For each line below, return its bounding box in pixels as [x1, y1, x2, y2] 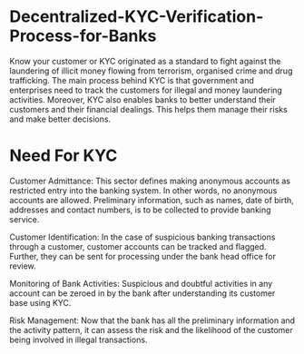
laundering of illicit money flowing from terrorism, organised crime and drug [9, 65, 293, 76]
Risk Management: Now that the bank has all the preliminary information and [9, 315, 296, 326]
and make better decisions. [9, 113, 112, 124]
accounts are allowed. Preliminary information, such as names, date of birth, [9, 194, 295, 205]
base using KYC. [9, 297, 72, 308]
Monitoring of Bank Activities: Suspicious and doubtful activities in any [9, 278, 273, 289]
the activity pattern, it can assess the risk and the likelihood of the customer [9, 324, 293, 335]
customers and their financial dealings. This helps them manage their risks [9, 103, 288, 114]
